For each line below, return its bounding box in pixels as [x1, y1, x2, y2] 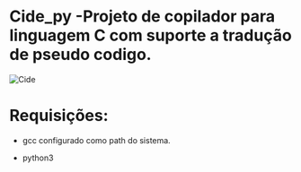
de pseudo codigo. [9, 45, 152, 64]
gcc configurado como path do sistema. [22, 134, 171, 145]
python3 [22, 152, 54, 163]
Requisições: [9, 106, 110, 126]
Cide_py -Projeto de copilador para [9, 6, 276, 27]
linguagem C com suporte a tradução [9, 25, 292, 46]
